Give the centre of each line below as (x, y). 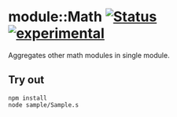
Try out (26, 80)
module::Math (55, 17)
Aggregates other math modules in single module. (89, 55)
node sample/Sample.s (44, 105)
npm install (28, 98)
